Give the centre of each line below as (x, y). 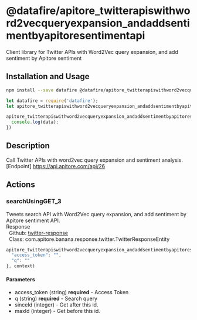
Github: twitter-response (38, 233)
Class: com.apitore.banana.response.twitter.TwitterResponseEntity (89, 239)
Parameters (21, 279)
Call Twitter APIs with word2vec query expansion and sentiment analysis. (95, 160)
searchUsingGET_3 (34, 202)
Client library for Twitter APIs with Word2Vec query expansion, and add (92, 52)
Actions (21, 185)
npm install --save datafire (42, 90)
